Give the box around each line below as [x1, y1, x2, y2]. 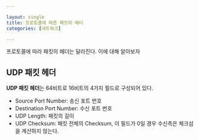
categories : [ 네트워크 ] [6, 25, 62, 31]
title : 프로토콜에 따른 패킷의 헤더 [6, 19, 83, 26]
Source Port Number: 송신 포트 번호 [15, 97, 102, 104]
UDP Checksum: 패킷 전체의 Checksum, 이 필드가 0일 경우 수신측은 [15, 120, 178, 127]
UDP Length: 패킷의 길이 [15, 112, 74, 119]
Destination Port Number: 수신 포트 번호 [15, 105, 113, 112]
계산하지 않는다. [21, 127, 59, 135]
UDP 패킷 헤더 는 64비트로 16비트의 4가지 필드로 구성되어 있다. [6, 84, 154, 92]
